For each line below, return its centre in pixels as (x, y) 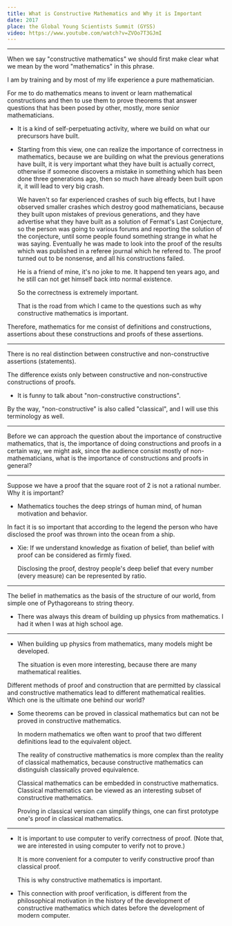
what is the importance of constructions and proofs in (132, 458)
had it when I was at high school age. (70, 624)
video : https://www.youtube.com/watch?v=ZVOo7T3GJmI (85, 33)
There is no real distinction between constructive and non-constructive (108, 354)
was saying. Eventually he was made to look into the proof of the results (119, 244)
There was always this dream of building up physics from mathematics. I (120, 617)
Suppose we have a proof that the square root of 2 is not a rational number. (114, 486)
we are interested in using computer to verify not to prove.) (101, 846)
